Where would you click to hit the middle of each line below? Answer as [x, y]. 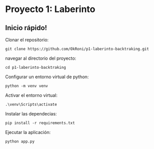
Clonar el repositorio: [27, 40]
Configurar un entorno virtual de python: [47, 77]
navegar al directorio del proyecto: [41, 58]
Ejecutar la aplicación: [28, 132]
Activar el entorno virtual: [31, 95]
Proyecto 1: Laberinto [50, 9]
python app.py [20, 141]
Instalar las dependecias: [31, 114]
